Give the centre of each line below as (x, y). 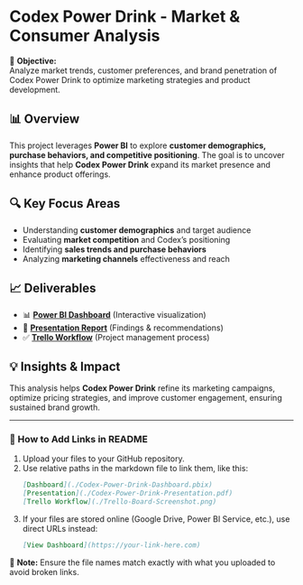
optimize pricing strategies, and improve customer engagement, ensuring (146, 398)
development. (35, 89)
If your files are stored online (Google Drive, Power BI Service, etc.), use (156, 519)
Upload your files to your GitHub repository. (103, 459)
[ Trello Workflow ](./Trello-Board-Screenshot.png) (119, 502)
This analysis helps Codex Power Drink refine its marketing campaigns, (142, 388)
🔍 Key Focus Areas (65, 204)
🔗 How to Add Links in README (79, 440)
